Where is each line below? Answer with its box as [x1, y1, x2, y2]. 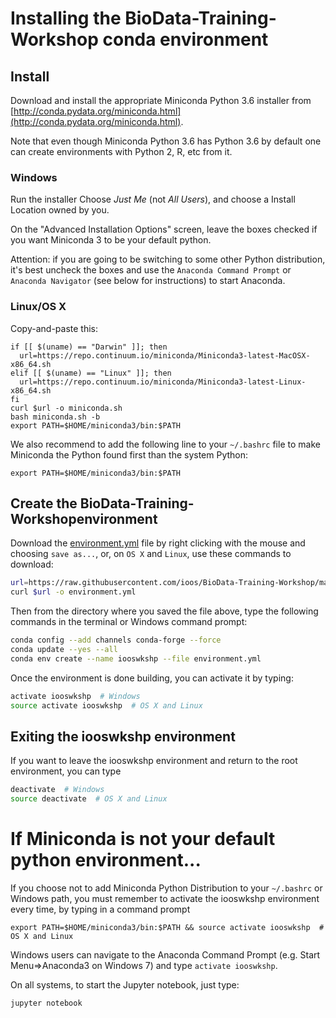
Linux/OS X [10, 300, 67, 314]
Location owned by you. [10, 204, 110, 216]
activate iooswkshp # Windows [10, 691, 141, 701]
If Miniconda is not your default [10, 828, 276, 851]
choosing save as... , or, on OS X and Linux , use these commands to [10, 548, 292, 560]
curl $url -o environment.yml [10, 587, 137, 597]
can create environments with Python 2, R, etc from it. [10, 146, 233, 157]
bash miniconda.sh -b [10, 412, 101, 422]
